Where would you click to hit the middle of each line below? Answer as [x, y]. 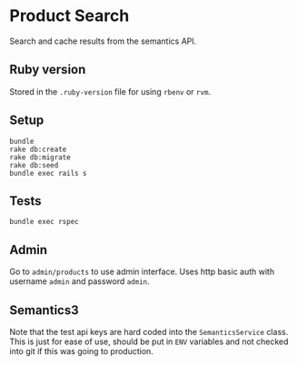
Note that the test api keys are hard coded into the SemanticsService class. [149, 332]
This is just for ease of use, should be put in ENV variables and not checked [149, 341]
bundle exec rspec [44, 222]
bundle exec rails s [49, 173]
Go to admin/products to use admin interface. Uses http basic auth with [142, 272]
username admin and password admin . [79, 281]
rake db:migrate [40, 157]
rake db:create [38, 149]
